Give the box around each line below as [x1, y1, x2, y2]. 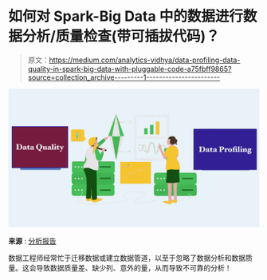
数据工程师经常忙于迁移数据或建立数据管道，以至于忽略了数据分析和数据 [8, 253, 245, 262]
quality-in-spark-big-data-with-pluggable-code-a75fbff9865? [27, 64, 232, 73]
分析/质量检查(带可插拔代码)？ [22, 27, 220, 45]
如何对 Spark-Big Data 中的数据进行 [8, 7, 243, 26]
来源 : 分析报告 [8, 236, 57, 246]
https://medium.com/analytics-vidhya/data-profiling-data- [49, 55, 241, 65]
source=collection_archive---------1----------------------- [27, 73, 221, 82]
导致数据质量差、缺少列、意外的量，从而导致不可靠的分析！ [35, 262, 232, 272]
